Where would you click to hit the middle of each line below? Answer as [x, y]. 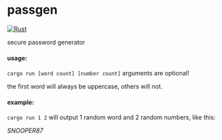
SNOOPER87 [25, 131]
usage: [17, 58]
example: [21, 102]
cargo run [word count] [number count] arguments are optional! [98, 73]
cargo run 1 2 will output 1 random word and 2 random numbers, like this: [111, 117]
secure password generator [46, 42]
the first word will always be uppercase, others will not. [85, 86]
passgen [33, 10]
